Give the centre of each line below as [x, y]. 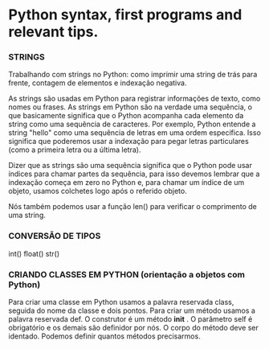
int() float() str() [34, 253]
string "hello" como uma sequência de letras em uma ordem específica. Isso [134, 133]
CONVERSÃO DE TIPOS [55, 236]
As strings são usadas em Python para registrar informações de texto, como [134, 99]
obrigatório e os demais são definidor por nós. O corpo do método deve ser [133, 328]
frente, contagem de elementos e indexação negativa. [98, 83]
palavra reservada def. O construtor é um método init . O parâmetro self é [130, 319]
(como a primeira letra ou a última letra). [75, 150]
